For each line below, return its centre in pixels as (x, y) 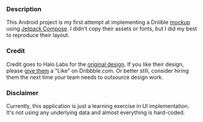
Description (24, 9)
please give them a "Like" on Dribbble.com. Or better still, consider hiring (98, 70)
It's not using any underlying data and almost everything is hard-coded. (96, 112)
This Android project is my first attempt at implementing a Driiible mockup (98, 22)
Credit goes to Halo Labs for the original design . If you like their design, (95, 64)
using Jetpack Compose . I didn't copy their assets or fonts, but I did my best (102, 29)
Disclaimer (22, 93)
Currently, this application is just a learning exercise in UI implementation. (98, 106)
